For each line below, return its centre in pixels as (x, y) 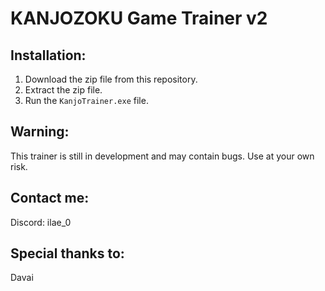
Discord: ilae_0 (41, 222)
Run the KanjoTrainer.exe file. (86, 100)
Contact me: (50, 198)
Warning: (40, 132)
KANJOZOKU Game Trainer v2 (139, 18)
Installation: (48, 55)
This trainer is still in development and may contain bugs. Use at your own (162, 156)
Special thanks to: (67, 253)
